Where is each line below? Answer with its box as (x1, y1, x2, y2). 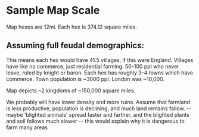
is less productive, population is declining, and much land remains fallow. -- (6, 105, 192, 112)
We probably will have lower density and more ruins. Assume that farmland (6, 98, 191, 105)
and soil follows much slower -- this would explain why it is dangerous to (6, 117, 185, 124)
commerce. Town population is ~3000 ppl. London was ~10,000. (6, 75, 165, 82)
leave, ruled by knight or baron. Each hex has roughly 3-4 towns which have (6, 69, 194, 76)
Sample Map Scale (6, 4, 100, 17)
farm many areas (6, 123, 48, 131)
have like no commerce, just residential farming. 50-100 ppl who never (6, 63, 179, 70)
